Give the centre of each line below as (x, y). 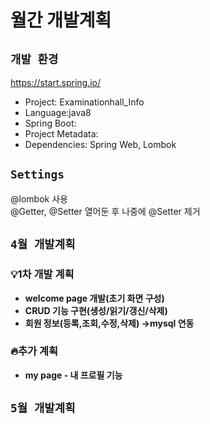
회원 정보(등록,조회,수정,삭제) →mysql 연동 (109, 323)
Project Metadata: (61, 134)
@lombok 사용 (39, 198)
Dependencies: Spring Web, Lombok (100, 144)
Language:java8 (58, 112)
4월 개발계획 (43, 244)
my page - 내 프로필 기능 (73, 375)
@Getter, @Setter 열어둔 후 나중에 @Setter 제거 (105, 211)
